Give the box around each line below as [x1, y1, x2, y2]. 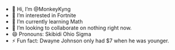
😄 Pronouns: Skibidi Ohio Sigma [11, 31, 91, 38]
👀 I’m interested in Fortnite [11, 12, 77, 19]
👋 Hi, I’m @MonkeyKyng [11, 6, 71, 12]
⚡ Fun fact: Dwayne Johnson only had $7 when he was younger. [11, 37, 170, 44]
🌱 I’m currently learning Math [11, 18, 83, 25]
